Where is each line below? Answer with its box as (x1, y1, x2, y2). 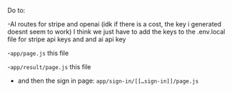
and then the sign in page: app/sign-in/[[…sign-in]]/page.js (17, 76, 199, 85)
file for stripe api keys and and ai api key (7, 35, 126, 44)
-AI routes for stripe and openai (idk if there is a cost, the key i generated (7, 20, 222, 28)
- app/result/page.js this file (7, 63, 91, 71)
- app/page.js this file (7, 49, 69, 57)
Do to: (7, 6, 26, 14)
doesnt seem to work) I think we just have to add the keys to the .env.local (7, 28, 226, 36)
